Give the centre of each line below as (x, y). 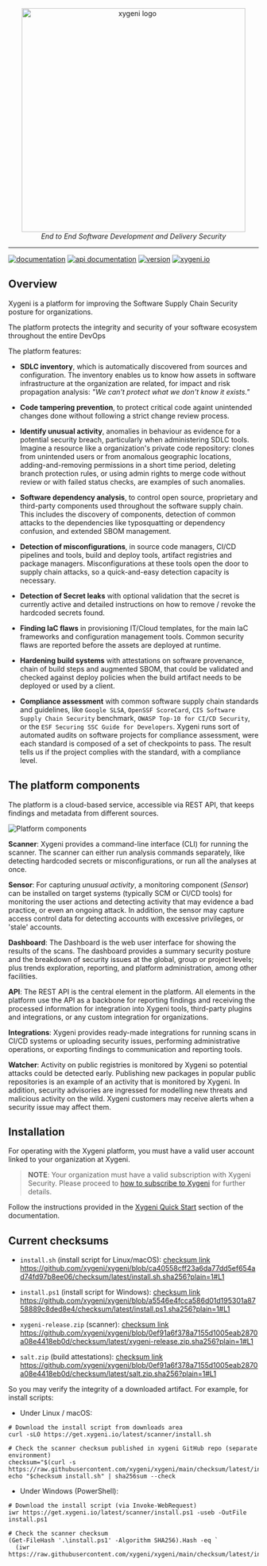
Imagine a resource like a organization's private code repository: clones (137, 448)
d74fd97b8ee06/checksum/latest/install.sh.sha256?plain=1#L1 (122, 1277)
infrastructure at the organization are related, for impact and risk (125, 383)
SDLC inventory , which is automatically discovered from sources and (133, 366)
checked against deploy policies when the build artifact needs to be (131, 677)
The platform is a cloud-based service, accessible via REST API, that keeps (131, 804)
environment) (30, 1455)
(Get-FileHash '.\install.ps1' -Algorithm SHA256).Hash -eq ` (113, 1541)
